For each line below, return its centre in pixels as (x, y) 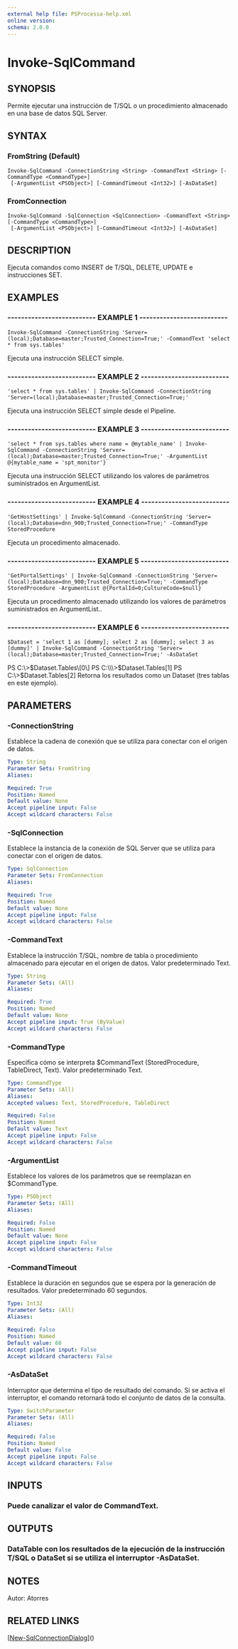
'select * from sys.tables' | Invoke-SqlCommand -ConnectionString (109, 392)
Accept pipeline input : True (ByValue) (66, 1022)
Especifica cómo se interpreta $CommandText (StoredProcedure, (103, 1062)
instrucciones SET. (35, 275)
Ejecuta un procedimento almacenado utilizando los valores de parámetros (117, 601)
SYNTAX (27, 136)
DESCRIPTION (39, 250)
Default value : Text (38, 1129)
